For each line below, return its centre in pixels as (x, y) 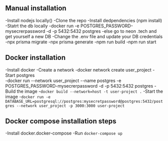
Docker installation (35, 58)
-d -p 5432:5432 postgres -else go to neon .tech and (101, 31)
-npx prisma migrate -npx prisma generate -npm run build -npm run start (81, 42)
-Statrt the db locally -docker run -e (42, 26)
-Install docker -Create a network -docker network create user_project (78, 69)
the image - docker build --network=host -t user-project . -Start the (90, 91)
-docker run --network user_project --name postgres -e (63, 81)
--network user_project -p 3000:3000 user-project (70, 106)
